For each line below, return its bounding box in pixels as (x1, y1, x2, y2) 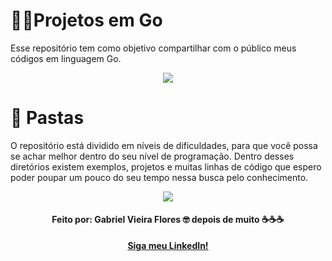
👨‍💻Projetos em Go (10, 9, 163, 32)
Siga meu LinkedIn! (127, 240, 209, 252)
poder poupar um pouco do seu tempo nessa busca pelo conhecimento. (10, 171, 309, 183)
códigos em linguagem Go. (10, 52, 122, 64)
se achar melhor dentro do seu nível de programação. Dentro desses (10, 150, 295, 162)
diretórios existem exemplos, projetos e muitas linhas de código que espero (10, 160, 322, 173)
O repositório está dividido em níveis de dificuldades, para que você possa (10, 139, 318, 151)
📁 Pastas (10, 107, 85, 129)
